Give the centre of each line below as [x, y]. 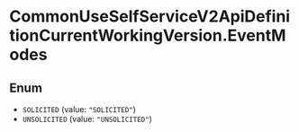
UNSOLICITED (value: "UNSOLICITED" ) [87, 119]
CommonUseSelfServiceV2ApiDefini [150, 17]
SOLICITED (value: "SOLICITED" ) [79, 109]
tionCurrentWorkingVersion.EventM [148, 35]
